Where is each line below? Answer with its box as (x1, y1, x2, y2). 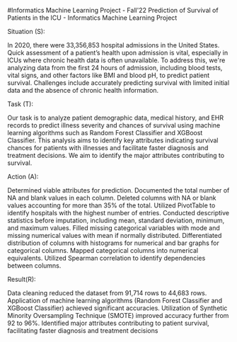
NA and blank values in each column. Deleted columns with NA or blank (7, 194, 216, 202)
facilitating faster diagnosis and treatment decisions (7, 326, 158, 335)
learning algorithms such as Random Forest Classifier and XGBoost (7, 129, 203, 137)
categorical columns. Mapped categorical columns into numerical (7, 246, 199, 254)
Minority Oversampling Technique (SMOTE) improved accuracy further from (7, 312, 229, 319)
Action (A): (7, 173, 39, 181)
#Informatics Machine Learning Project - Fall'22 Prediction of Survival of (7, 6, 219, 14)
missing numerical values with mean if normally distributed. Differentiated (7, 232, 222, 239)
